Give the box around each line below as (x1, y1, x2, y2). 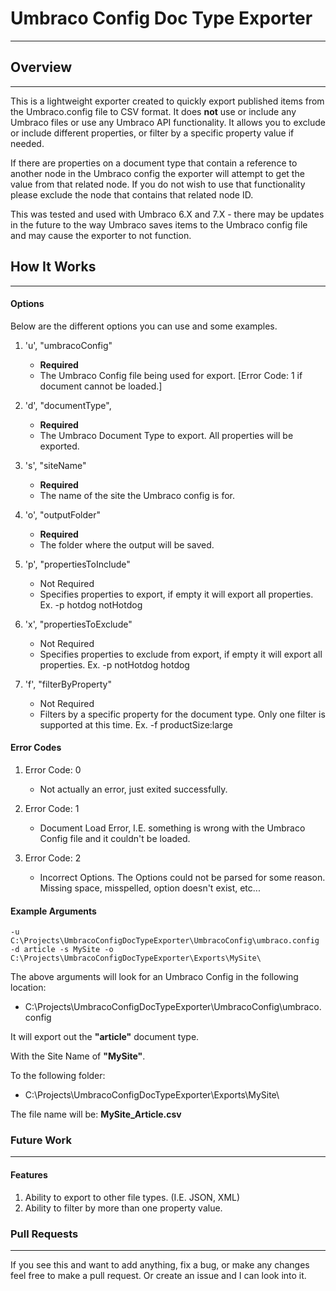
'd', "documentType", (24, 399, 112, 411)
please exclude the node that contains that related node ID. (10, 188, 254, 201)
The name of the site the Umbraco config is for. (39, 489, 236, 501)
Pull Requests (10, 1227, 79, 1241)
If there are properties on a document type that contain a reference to (10, 157, 298, 169)
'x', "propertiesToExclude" (24, 618, 133, 630)
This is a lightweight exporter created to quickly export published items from (10, 95, 325, 107)
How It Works (10, 258, 97, 276)
